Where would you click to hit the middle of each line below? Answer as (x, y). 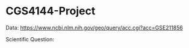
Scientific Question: (30, 39)
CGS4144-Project (51, 11)
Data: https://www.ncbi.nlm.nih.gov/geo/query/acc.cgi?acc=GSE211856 (94, 28)
